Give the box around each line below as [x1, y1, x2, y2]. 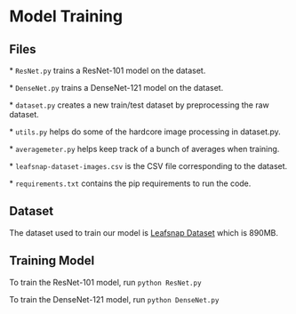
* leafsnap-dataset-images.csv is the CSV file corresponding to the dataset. [9, 161, 288, 171]
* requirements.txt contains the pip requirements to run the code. [9, 178, 252, 189]
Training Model [9, 254, 95, 269]
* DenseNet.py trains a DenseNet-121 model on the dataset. [9, 83, 224, 93]
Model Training [9, 6, 123, 27]
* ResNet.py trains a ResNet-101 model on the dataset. [9, 65, 206, 76]
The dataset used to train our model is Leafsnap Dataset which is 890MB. [9, 227, 278, 238]
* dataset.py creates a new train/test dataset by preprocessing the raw [9, 100, 269, 110]
